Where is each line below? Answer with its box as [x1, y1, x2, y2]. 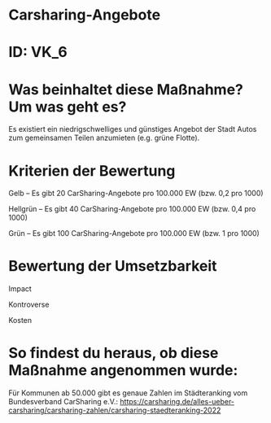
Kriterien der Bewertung [8, 161, 176, 180]
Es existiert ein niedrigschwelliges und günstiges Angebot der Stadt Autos [8, 124, 257, 134]
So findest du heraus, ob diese [8, 344, 219, 363]
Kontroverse [8, 299, 50, 310]
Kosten [8, 316, 33, 325]
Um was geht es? [8, 98, 127, 116]
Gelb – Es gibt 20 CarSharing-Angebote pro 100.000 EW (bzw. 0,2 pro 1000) [8, 189, 264, 198]
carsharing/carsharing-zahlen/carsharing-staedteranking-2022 [8, 405, 221, 416]
